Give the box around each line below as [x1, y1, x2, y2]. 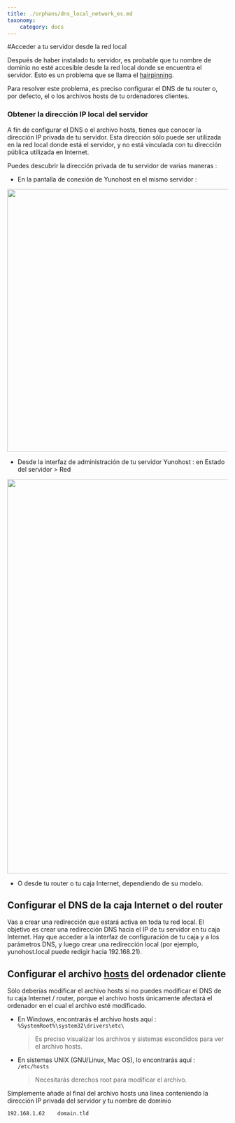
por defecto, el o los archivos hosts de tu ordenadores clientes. [7, 92, 190, 100]
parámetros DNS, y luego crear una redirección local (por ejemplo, [7, 940, 199, 948]
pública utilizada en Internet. [7, 148, 90, 156]
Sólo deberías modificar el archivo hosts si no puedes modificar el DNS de [7, 986, 222, 995]
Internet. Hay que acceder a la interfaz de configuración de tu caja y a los [7, 933, 220, 941]
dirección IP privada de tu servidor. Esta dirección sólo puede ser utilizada [7, 132, 222, 141]
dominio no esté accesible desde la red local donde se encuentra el [7, 64, 202, 72]
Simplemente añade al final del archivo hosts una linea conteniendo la [7, 1089, 208, 1098]
